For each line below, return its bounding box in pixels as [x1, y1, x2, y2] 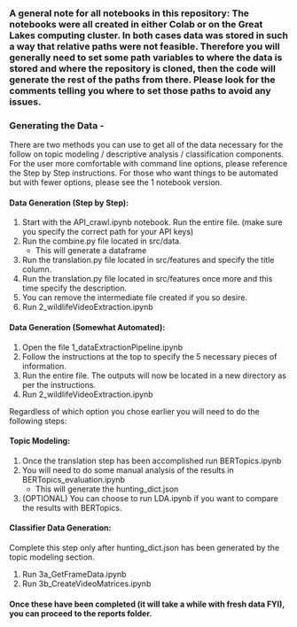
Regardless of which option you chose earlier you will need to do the [9, 406, 260, 416]
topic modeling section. [9, 552, 95, 562]
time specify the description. [21, 283, 127, 294]
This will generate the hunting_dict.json [35, 484, 179, 494]
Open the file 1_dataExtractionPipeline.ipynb [21, 342, 184, 352]
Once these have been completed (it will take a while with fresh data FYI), [9, 599, 285, 609]
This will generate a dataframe [35, 245, 147, 256]
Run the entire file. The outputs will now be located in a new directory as [21, 370, 286, 381]
